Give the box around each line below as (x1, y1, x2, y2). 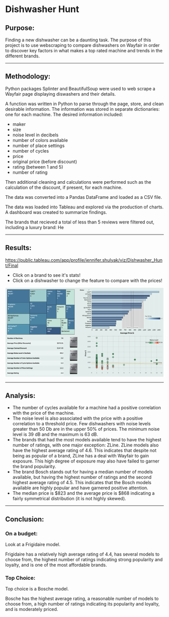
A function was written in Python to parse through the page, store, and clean (5, 101, 164, 107)
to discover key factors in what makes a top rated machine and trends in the (5, 48, 163, 53)
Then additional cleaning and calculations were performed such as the (5, 179, 151, 185)
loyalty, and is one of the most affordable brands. (5, 562, 107, 568)
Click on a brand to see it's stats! (12, 272, 80, 278)
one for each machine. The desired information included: (5, 111, 123, 117)
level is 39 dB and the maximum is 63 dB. (12, 431, 99, 437)
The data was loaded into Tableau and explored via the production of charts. (5, 204, 164, 210)
